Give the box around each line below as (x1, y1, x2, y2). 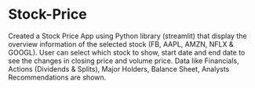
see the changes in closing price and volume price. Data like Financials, (8, 56, 239, 65)
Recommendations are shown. (8, 72, 107, 82)
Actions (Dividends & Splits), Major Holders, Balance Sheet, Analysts (8, 64, 230, 73)
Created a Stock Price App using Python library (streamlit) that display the (8, 31, 247, 40)
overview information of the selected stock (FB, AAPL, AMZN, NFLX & (8, 39, 234, 48)
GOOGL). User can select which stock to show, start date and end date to (8, 48, 246, 57)
